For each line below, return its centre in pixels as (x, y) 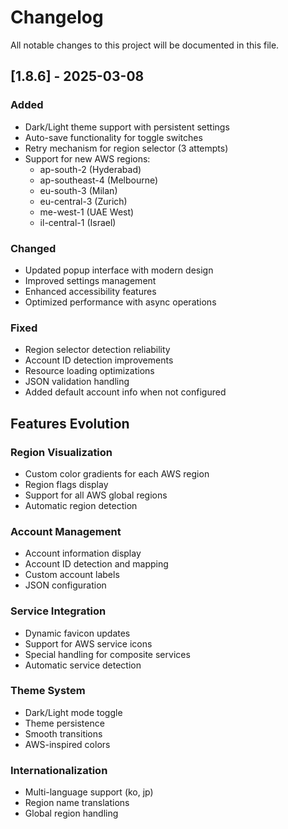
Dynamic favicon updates (77, 633)
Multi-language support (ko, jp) (89, 792)
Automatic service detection (83, 665)
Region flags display (66, 484)
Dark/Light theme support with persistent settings (127, 127)
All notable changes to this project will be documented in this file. (145, 45)
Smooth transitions (63, 733)
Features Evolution (70, 423)
